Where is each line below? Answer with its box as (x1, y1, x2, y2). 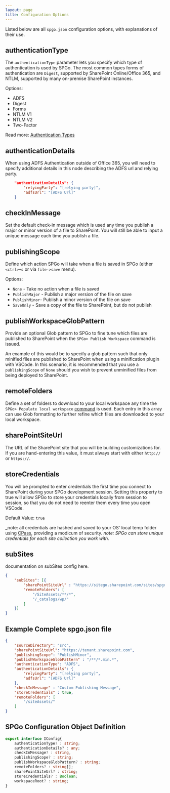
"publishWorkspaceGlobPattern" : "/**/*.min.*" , (14, 657, 119, 662)
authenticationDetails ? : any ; (14, 745, 80, 750)
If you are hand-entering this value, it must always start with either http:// (5, 450, 161, 456)
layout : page (5, 7, 33, 13)
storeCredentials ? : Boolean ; (14, 774, 78, 779)
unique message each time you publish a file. (5, 233, 100, 239)
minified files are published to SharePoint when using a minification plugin (5, 356, 159, 362)
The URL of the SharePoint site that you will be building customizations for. (5, 444, 161, 450)
